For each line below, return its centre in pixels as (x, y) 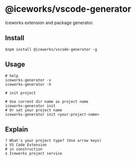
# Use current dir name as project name (47, 102)
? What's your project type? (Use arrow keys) (53, 141)
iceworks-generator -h (28, 84)
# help (12, 76)
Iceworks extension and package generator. (49, 23)
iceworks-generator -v (28, 80)
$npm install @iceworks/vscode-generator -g (51, 49)
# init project (21, 93)
